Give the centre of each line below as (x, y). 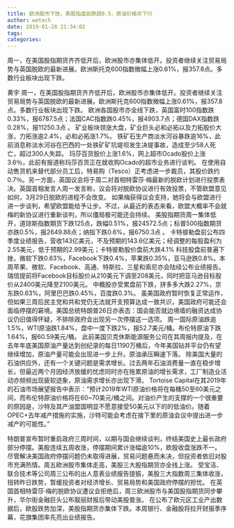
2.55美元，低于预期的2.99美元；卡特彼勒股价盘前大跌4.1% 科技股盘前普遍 (113, 250)
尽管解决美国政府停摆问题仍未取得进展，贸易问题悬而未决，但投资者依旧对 (114, 456)
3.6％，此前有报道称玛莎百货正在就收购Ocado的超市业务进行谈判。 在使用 (114, 163)
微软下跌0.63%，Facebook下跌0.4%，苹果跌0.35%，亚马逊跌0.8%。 (119, 258)
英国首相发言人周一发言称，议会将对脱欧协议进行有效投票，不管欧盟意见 (123, 188)
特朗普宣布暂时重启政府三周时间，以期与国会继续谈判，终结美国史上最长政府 (117, 439)
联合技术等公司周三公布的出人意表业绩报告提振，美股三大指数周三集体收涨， (117, 474)
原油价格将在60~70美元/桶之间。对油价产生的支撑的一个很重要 (134, 398)
